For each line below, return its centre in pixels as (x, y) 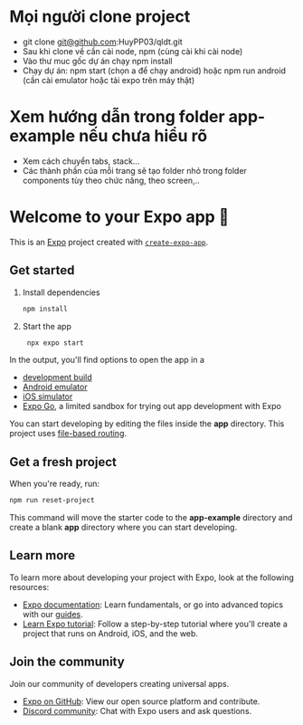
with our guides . (52, 614)
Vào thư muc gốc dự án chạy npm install (98, 61)
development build (57, 377)
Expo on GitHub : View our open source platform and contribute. (141, 701)
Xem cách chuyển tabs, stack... (81, 161)
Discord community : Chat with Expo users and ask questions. (137, 711)
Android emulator (55, 387)
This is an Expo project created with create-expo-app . (109, 242)
